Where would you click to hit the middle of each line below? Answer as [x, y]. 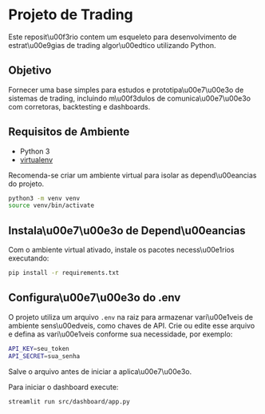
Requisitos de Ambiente [69, 132]
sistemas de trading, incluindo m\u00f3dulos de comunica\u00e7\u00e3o [130, 98]
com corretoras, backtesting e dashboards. [79, 106]
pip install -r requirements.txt [64, 273]
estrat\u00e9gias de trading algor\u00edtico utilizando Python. [112, 45]
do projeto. [26, 183]
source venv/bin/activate [51, 205]
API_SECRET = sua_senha [44, 356]
